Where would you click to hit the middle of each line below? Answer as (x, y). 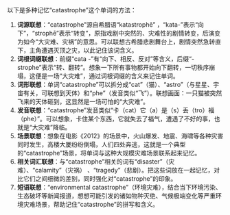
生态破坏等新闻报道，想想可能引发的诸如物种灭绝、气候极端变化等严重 (116, 196)
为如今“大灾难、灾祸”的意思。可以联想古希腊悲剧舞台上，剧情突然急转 (116, 42)
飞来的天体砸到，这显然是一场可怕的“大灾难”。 (83, 102)
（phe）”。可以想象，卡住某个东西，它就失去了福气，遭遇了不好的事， (115, 119)
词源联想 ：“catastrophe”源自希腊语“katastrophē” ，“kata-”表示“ (107, 25)
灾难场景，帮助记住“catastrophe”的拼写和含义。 (91, 204)
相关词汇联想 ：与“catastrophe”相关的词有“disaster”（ (93, 162)
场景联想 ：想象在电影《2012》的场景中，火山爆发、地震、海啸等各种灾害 (120, 136)
